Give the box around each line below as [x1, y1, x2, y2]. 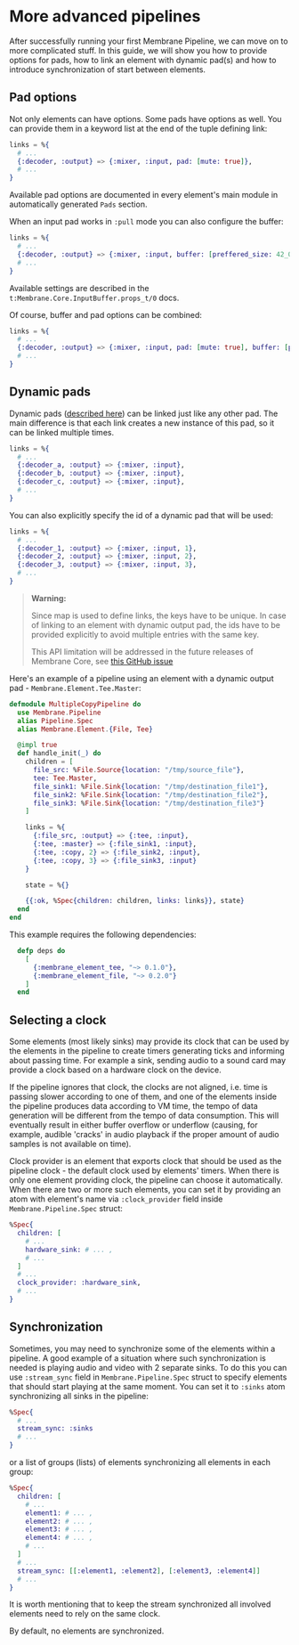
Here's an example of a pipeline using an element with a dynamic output [9, 672, 274, 683]
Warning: [30, 592, 67, 603]
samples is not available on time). [9, 1138, 132, 1150]
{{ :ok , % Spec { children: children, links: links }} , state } [25, 897, 245, 906]
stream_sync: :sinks [17, 1424, 93, 1433]
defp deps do [17, 947, 66, 956]
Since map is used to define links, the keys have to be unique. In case [30, 610, 287, 621]
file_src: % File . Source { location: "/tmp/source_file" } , [32, 766, 245, 775]
